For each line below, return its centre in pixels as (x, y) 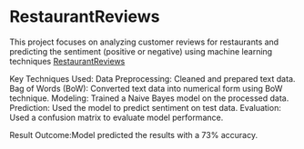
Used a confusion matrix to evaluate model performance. (117, 117)
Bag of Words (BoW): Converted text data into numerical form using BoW (146, 88)
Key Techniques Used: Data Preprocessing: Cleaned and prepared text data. (152, 78)
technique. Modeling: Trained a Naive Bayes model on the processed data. (149, 98)
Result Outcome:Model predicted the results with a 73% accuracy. (133, 134)
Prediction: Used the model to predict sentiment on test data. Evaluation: (146, 107)
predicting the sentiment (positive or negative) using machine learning (141, 51)
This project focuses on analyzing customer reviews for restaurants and (144, 42)
